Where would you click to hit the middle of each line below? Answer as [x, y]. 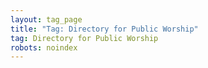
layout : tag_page [46, 19]
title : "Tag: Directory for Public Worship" [104, 29]
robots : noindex [44, 47]
